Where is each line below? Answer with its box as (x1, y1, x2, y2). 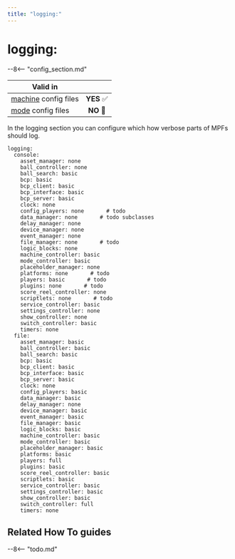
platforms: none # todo (20, 270, 110, 277)
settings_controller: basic (20, 488, 103, 496)
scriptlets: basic (20, 476, 75, 483)
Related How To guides (7, 525, 112, 538)
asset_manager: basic (20, 338, 84, 346)
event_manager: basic (20, 413, 84, 421)
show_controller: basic (20, 494, 91, 501)
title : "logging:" (7, 10, 62, 18)
